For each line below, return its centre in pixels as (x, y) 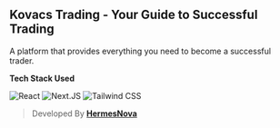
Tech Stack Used (42, 78)
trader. (22, 60)
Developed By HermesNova (85, 113)
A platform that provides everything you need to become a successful (140, 51)
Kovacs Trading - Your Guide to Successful (134, 15)
